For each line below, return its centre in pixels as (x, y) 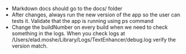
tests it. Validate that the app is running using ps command (82, 21)
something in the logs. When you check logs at (68, 33)
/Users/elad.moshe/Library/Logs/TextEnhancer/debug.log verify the (94, 40)
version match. (30, 46)
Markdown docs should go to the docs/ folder (67, 9)
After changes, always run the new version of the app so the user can (96, 15)
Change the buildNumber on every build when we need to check (90, 27)
